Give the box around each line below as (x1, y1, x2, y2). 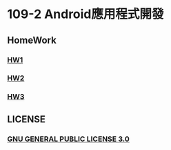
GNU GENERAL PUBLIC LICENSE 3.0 (7, 134, 130, 144)
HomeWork (7, 34, 57, 46)
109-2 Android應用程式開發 (7, 6, 164, 22)
